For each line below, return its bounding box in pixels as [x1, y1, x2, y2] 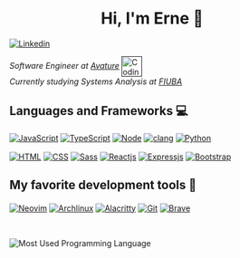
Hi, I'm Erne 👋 [101, 8, 204, 29]
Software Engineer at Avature [9, 60, 120, 71]
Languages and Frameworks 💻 [9, 103, 188, 119]
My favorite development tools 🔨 [9, 177, 197, 193]
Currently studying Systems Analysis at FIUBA [9, 76, 183, 87]
